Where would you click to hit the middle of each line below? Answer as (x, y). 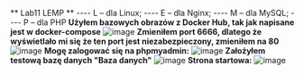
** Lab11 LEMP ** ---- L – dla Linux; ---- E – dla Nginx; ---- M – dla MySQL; (150, 13)
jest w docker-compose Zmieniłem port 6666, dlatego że (136, 32)
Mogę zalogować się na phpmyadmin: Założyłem (155, 51)
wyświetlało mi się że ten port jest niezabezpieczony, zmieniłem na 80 (145, 41)
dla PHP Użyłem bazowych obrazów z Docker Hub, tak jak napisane (165, 22)
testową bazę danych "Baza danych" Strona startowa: (131, 60)
